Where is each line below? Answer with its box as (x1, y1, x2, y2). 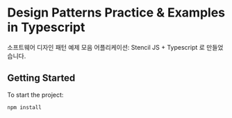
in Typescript (7, 19, 85, 35)
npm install (7, 104, 42, 111)
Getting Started (7, 72, 76, 84)
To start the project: (7, 90, 64, 99)
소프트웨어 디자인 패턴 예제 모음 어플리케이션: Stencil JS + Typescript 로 (7, 43, 205, 51)
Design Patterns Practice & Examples (7, 5, 226, 21)
